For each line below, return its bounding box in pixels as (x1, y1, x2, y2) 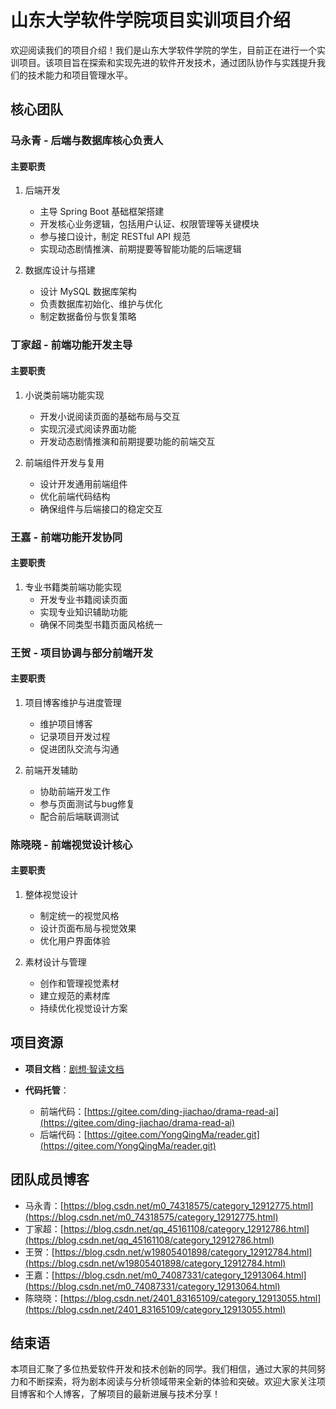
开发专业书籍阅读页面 (39, 593, 128, 605)
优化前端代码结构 (39, 490, 111, 502)
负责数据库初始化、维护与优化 (39, 298, 163, 310)
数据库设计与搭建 (24, 264, 96, 276)
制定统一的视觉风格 (39, 909, 120, 921)
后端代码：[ (39, 1128, 88, 1140)
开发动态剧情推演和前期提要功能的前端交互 (39, 435, 216, 447)
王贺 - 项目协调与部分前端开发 (10, 646, 154, 660)
